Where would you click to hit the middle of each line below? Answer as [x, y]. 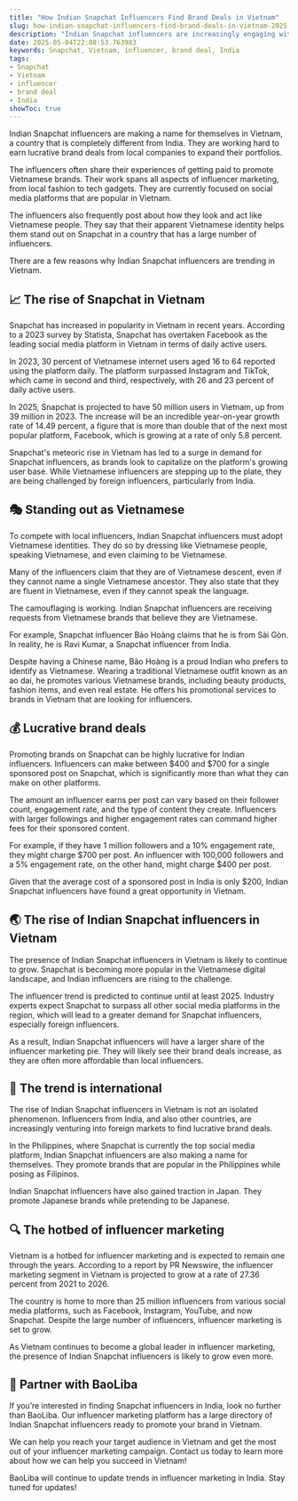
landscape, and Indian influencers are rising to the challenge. [121, 978]
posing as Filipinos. [44, 1174]
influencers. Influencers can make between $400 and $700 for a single [139, 763]
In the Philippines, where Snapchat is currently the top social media [132, 1146]
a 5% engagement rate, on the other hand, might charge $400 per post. [141, 864]
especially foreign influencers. [64, 1024]
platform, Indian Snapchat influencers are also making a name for [129, 1155]
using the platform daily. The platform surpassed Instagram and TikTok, [140, 371]
